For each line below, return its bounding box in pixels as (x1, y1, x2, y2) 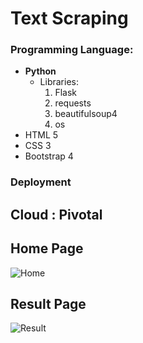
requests (54, 97, 92, 109)
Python (24, 65, 57, 77)
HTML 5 (24, 129, 59, 141)
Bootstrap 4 (24, 150, 74, 162)
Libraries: (39, 76, 79, 88)
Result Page (10, 296, 87, 312)
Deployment (10, 175, 72, 189)
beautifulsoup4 (54, 108, 118, 120)
